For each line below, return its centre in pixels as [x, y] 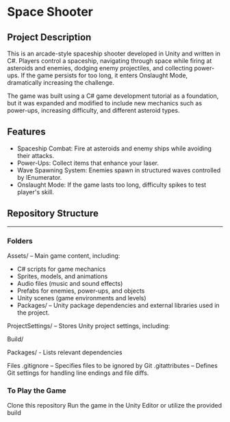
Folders [20, 241]
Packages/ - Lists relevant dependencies [65, 352]
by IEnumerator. [39, 177]
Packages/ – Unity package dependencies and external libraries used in [118, 305]
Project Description [49, 37]
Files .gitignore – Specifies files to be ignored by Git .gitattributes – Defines [112, 365]
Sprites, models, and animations [62, 276]
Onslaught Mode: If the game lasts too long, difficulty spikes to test [112, 185]
